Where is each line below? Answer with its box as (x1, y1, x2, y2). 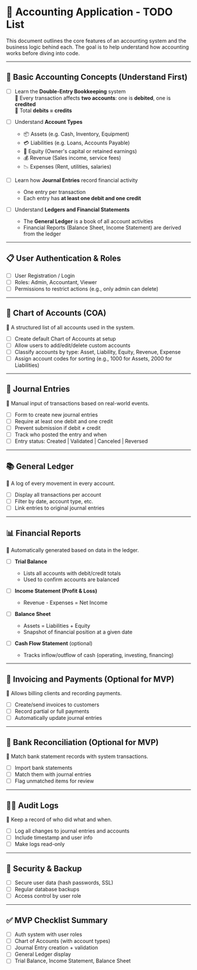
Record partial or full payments (14, 708, 90, 715)
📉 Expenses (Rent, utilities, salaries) (23, 163, 111, 170)
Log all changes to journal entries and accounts (14, 827, 130, 834)
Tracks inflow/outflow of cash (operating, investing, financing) (23, 652, 174, 659)
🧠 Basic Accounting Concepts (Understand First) (6, 72, 188, 82)
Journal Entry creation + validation (14, 944, 98, 951)
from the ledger (23, 230, 62, 237)
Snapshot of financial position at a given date (23, 628, 133, 636)
